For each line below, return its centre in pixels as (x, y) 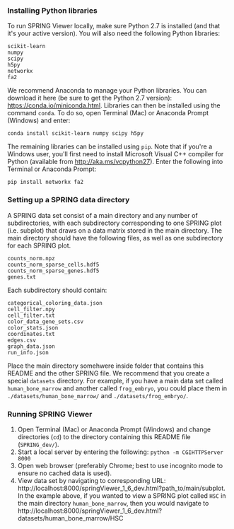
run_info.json (28, 352)
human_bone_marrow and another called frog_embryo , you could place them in (117, 388)
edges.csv (22, 340)
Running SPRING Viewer (50, 414)
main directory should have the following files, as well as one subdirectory (115, 238)
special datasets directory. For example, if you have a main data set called (115, 380)
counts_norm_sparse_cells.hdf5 (53, 264)
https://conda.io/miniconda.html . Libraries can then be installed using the (114, 105)
